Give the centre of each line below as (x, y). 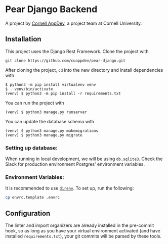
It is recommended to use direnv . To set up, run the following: (70, 188)
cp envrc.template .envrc (32, 198)
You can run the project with (35, 103)
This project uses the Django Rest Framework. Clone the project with (77, 51)
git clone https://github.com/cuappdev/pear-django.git (65, 61)
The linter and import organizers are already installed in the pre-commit (80, 225)
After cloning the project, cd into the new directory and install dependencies (84, 70)
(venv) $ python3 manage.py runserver (46, 112)
